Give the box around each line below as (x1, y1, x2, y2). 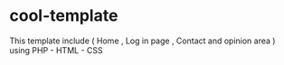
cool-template (9, 5, 118, 26)
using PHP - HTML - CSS (9, 44, 103, 55)
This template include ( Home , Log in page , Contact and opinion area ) (9, 35, 276, 46)
